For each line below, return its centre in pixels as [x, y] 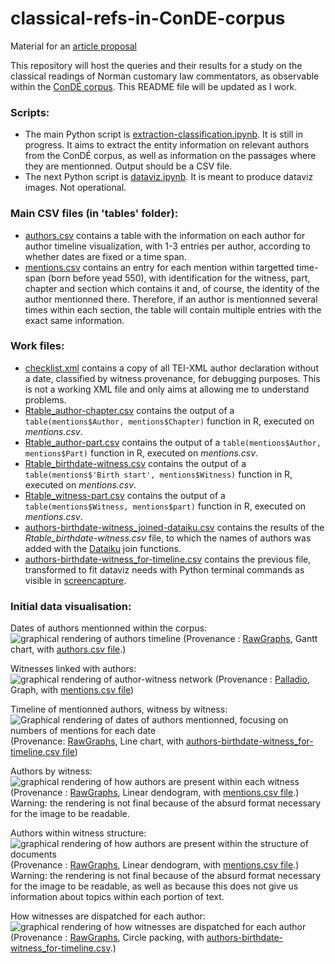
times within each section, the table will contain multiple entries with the [173, 309]
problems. [45, 399]
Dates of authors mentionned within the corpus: [109, 628]
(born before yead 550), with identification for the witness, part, [179, 278]
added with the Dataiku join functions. [103, 548]
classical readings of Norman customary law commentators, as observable [165, 76]
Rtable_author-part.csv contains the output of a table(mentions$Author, [173, 442]
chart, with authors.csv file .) [68, 649]
